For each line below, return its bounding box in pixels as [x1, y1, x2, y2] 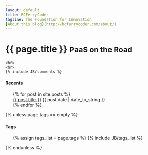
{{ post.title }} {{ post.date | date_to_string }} [12, 97, 105, 103]
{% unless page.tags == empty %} [5, 112, 78, 118]
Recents [5, 80, 23, 86]
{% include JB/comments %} [5, 69, 62, 74]
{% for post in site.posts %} [12, 91, 71, 97]
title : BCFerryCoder [5, 12, 49, 17]
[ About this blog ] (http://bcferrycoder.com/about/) [5, 21, 117, 27]
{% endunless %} [5, 144, 42, 150]
